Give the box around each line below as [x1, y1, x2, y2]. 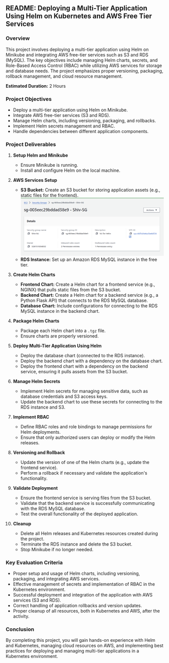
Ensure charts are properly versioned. [20, 333, 99, 339]
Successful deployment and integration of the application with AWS [13, 592, 153, 598]
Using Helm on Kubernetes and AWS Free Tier [6, 12, 152, 21]
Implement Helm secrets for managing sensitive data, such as [20, 388, 148, 394]
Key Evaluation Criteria [6, 559, 63, 566]
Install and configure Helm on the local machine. [20, 167, 121, 173]
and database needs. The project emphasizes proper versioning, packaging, [6, 68, 163, 74]
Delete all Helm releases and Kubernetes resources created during [20, 530, 158, 536]
